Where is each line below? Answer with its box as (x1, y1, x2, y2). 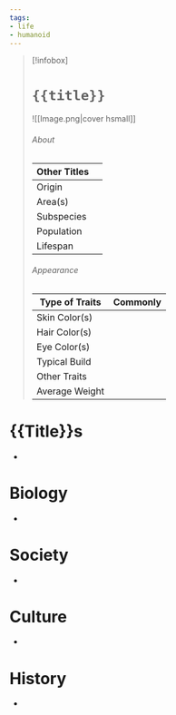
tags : (9, 13, 30, 23)
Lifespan (35, 240, 74, 252)
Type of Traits (39, 296, 102, 309)
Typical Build (35, 355, 92, 367)
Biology (9, 483, 68, 504)
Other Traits (35, 369, 88, 382)
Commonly (112, 296, 161, 309)
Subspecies (35, 210, 87, 222)
